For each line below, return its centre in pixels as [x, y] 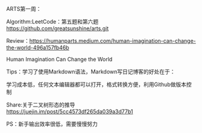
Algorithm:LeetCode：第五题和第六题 [52, 22]
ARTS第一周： [24, 9]
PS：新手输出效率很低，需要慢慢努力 [52, 124]
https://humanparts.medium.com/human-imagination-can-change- [112, 41]
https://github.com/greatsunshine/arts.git [58, 28]
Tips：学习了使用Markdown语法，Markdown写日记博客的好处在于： [91, 72]
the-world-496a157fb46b [38, 48]
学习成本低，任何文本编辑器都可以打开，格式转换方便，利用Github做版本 [96, 84]
